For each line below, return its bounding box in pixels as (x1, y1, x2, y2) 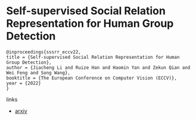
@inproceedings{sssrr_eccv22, (6, 49, 82, 55)
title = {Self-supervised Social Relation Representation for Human (6, 54, 180, 60)
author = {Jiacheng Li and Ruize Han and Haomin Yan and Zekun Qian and (6, 64, 191, 71)
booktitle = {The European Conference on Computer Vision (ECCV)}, (6, 75, 178, 81)
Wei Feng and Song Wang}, (6, 70, 70, 75)
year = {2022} (6, 80, 42, 86)
